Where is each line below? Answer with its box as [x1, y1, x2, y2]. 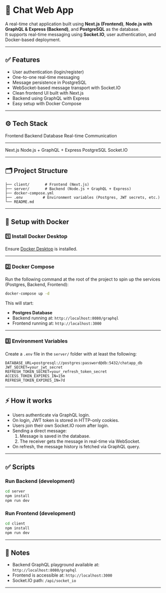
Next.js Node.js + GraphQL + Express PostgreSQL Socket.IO [5, 147, 128, 153]
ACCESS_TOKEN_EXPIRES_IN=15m [5, 373, 65, 378]
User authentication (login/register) [12, 69, 84, 75]
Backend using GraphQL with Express [12, 95, 90, 101]
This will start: [5, 300, 34, 306]
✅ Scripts [5, 463, 35, 471]
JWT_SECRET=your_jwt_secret [5, 364, 63, 370]
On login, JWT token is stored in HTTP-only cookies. [12, 417, 120, 423]
